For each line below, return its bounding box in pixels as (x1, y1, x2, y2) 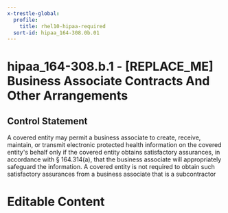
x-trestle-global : (7, 10, 60, 17)
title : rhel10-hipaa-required (19, 23, 106, 30)
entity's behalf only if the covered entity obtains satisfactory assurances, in (7, 148, 220, 157)
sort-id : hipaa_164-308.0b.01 (13, 29, 100, 36)
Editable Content (7, 194, 105, 210)
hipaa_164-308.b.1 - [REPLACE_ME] (7, 59, 214, 74)
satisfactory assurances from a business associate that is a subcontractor (7, 170, 216, 179)
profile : (13, 16, 38, 23)
